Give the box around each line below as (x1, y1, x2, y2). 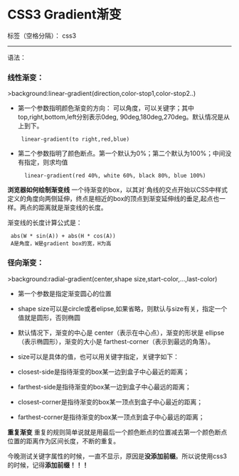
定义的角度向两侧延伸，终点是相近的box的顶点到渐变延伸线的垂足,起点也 (7, 195, 220, 203)
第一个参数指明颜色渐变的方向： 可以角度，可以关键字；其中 (17, 104, 194, 112)
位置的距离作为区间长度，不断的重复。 (7, 436, 119, 445)
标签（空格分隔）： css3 (7, 31, 77, 40)
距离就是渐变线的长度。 (38, 203, 107, 212)
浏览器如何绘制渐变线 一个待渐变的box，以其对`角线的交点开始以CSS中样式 (7, 185, 228, 194)
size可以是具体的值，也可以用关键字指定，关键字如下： (17, 352, 180, 361)
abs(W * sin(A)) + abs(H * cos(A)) (10, 232, 116, 240)
